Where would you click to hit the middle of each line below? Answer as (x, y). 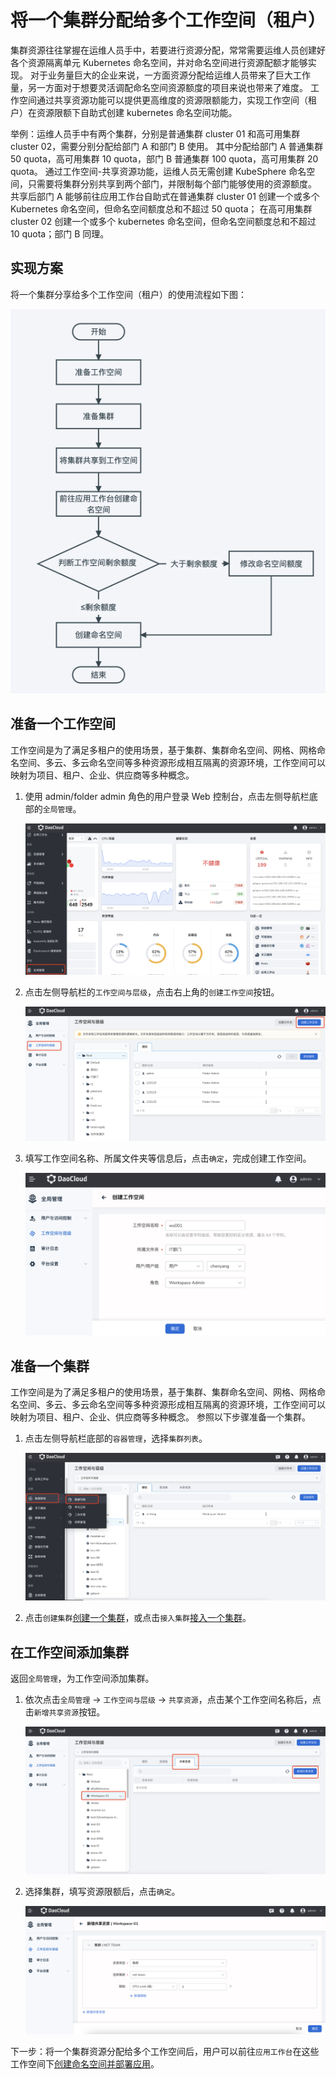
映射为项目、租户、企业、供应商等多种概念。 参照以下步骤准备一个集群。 (160, 1417)
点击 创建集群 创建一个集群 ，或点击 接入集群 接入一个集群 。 (138, 1618)
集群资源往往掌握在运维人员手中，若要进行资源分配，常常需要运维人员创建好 (168, 50)
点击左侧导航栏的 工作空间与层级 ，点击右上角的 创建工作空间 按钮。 (152, 992)
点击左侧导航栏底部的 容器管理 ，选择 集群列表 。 (116, 1438)
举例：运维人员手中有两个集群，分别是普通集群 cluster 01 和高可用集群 (155, 133)
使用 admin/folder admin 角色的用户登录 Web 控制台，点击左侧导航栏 (167, 796)
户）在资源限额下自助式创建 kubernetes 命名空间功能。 (124, 112)
